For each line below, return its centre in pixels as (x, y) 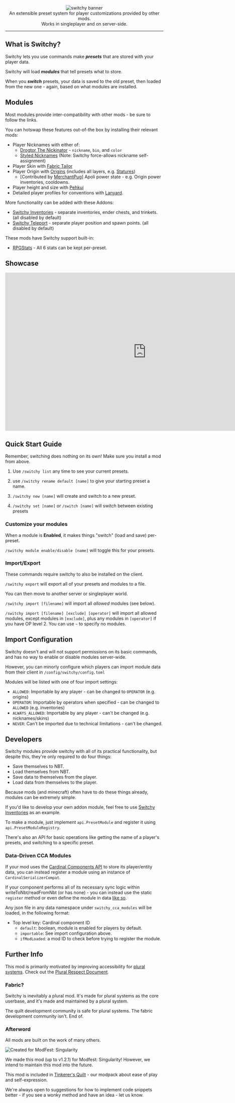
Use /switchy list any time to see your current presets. (71, 471)
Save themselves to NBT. (38, 766)
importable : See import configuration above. (66, 933)
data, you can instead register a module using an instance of (68, 872)
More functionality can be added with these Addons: (60, 202)
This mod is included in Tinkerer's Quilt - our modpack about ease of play (81, 1075)
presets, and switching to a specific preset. (50, 843)
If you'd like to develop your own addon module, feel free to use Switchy (80, 807)
